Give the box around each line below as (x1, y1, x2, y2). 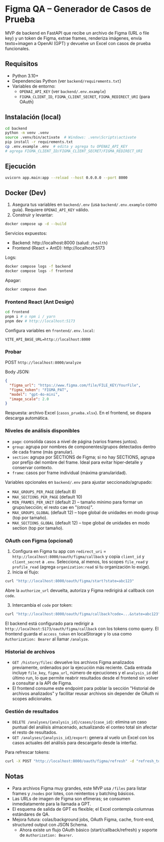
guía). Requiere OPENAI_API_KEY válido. (12, 207, 89, 213)
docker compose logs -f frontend (5, 269, 73, 273)
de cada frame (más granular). (12, 449, 74, 455)
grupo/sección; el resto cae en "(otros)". (12, 504, 94, 510)
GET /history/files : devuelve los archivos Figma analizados (12, 659, 134, 665)
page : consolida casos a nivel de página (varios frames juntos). (12, 438, 138, 444)
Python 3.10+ (12, 72, 39, 79)
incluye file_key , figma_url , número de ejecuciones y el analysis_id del (12, 669, 159, 676)
